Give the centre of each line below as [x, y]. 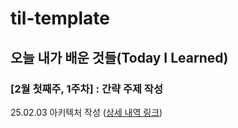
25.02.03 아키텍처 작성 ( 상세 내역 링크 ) [86, 112]
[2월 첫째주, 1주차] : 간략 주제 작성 [86, 89]
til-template [60, 18]
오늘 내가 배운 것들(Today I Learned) [119, 57]
